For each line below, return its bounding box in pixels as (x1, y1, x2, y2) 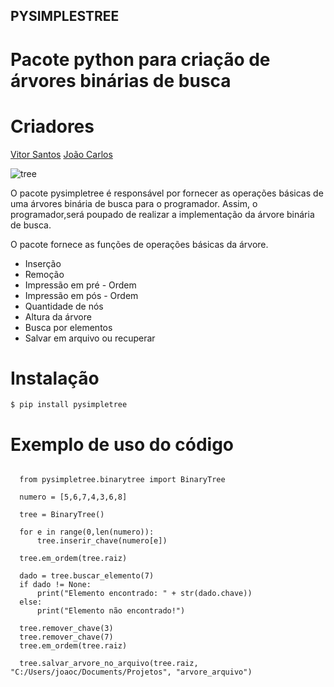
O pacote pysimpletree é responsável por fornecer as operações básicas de (10, 187, 324, 199)
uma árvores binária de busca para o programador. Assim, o (10, 197, 258, 209)
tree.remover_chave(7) (19, 632, 114, 643)
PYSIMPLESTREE (10, 8, 120, 25)
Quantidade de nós (24, 300, 104, 312)
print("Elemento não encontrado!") (36, 606, 186, 616)
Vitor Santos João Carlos (10, 148, 113, 160)
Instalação (10, 367, 100, 389)
